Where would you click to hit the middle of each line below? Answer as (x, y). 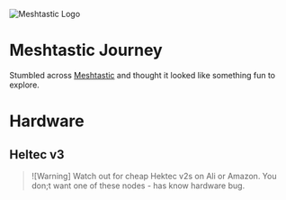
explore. (25, 85)
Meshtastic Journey (86, 50)
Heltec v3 (37, 155)
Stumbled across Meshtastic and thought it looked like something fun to (143, 75)
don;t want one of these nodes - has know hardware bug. (138, 186)
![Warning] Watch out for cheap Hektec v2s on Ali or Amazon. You (154, 176)
